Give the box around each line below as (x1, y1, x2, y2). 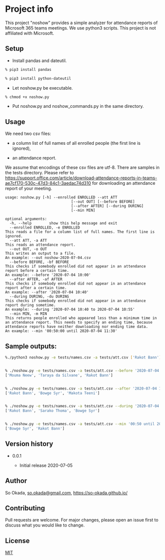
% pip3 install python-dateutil (5, 76, 71, 81)
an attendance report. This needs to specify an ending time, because (5, 320, 153, 325)
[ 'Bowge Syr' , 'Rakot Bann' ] (5, 426, 65, 431)
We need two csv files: (5, 131, 52, 136)
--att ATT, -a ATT (9, 238, 48, 243)
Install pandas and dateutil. (12, 58, 67, 64)
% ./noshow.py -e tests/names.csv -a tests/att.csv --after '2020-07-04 (5, 386, 157, 391)
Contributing (5, 504, 45, 512)
